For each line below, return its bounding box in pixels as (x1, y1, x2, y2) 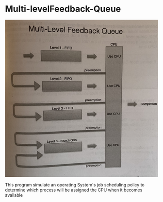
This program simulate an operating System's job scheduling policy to (5, 182, 145, 188)
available (5, 192, 23, 198)
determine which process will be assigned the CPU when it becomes (5, 187, 143, 193)
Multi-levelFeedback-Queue (5, 3, 121, 15)
